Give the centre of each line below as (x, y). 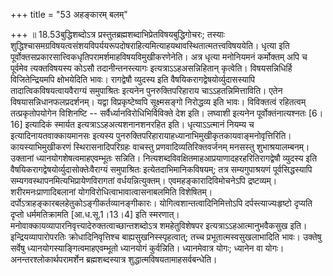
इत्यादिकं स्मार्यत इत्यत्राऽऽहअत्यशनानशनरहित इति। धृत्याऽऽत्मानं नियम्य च (139, 124)
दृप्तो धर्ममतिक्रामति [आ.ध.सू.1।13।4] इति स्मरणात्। (95, 214)
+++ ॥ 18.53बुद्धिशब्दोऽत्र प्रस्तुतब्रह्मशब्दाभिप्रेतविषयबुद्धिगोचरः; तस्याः (117, 34)
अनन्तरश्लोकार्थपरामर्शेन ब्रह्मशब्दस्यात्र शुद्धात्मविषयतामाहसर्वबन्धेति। (114, 259)
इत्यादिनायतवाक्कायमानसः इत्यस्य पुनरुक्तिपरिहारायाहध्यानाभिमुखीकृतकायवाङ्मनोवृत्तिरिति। (151, 135)
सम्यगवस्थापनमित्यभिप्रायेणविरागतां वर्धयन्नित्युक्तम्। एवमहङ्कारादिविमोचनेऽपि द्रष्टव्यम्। (144, 180)
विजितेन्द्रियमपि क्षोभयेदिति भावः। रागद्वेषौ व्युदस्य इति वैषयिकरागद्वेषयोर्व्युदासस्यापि (133, 79)
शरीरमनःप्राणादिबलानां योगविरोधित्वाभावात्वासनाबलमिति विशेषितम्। (111, 192)
